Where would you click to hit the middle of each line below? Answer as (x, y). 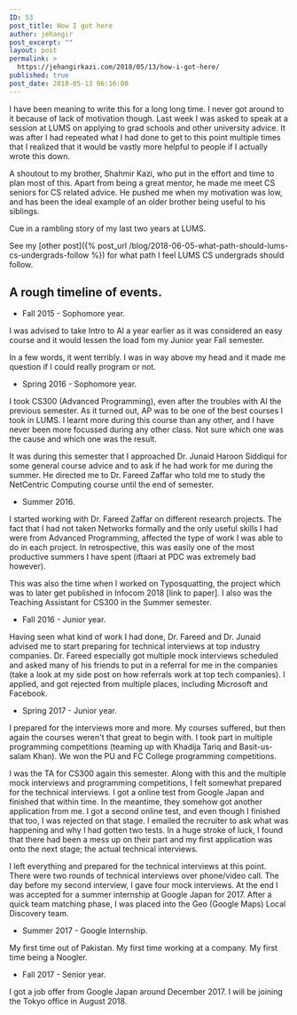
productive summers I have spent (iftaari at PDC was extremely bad (133, 557)
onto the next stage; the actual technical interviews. (104, 849)
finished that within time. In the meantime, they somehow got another (136, 802)
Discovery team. (39, 914)
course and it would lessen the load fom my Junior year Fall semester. (137, 340)
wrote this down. (40, 156)
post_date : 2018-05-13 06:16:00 (69, 84)
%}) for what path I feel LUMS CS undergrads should (188, 255)
